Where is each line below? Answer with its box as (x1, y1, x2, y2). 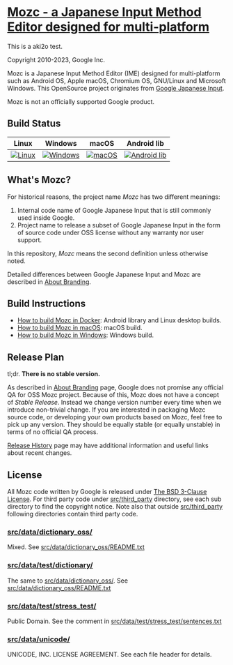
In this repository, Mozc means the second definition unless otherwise (7, 249, 209, 257)
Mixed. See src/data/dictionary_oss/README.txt (7, 543, 145, 551)
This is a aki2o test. (7, 42, 63, 50)
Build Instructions (7, 297, 86, 309)
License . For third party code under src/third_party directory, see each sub (7, 495, 222, 503)
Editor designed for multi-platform (7, 19, 210, 35)
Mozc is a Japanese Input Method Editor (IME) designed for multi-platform (7, 69, 220, 77)
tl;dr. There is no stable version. (7, 370, 101, 378)
